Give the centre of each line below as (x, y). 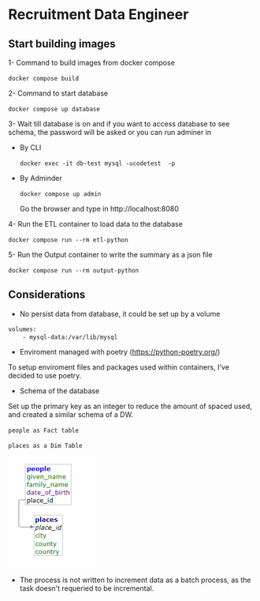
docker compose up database (54, 109)
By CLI (30, 147)
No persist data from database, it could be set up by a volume (120, 314)
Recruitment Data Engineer (98, 15)
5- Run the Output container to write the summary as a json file (110, 255)
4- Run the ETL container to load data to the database (96, 224)
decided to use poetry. (45, 375)
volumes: (22, 329)
